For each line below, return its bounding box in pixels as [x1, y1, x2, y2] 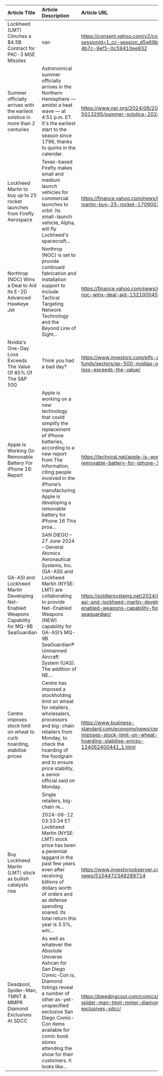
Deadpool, [7, 981, 31, 987]
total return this [41, 915, 77, 921]
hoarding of [41, 747, 68, 753]
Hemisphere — [41, 96, 76, 102]
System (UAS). [41, 659, 76, 666]
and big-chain [41, 722, 75, 729]
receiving [41, 873, 63, 879]
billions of [41, 878, 64, 885]
